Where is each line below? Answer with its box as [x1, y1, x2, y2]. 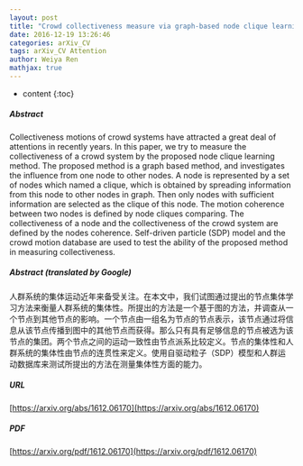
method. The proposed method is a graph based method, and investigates [9, 160, 286, 171]
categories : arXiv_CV [9, 38, 91, 48]
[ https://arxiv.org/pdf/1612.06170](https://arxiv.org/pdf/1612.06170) [9, 445, 257, 456]
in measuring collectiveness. [9, 246, 115, 257]
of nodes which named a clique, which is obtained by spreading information [9, 179, 291, 190]
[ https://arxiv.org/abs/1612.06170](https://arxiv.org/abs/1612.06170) [9, 402, 260, 413]
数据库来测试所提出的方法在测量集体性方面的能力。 [16, 358, 207, 370]
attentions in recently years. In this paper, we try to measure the [9, 141, 247, 151]
